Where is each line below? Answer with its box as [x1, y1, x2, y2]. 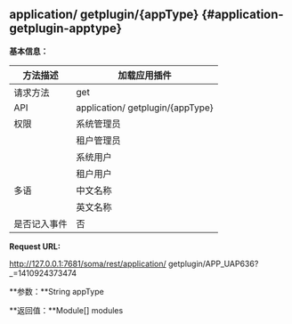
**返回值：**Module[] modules [9, 304, 124, 315]
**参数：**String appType [9, 286, 104, 296]
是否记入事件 [13, 217, 69, 230]
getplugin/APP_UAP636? [167, 258, 259, 269]
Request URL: [9, 240, 61, 252]
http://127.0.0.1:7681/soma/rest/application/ [9, 258, 166, 269]
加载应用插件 [118, 69, 172, 81]
